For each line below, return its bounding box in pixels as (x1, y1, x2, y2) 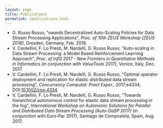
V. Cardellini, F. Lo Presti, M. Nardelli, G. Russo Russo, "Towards (12, 92, 141, 98)
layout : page (5, 7, 32, 12)
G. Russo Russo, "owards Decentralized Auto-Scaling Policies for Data (12, 30, 154, 36)
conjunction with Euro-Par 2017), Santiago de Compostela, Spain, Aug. (12, 113, 155, 119)
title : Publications (5, 12, 47, 17)
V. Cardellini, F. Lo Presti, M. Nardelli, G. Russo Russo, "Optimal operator (12, 72, 158, 77)
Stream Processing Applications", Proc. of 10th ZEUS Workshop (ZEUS (12, 35, 155, 41)
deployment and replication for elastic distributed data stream (12, 77, 137, 82)
